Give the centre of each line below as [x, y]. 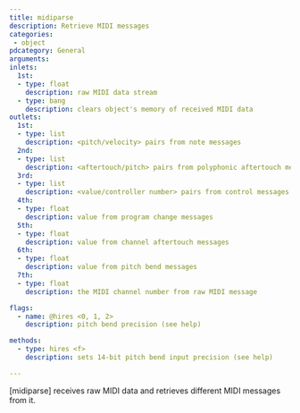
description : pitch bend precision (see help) [113, 324]
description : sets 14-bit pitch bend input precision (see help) [150, 358]
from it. [22, 400]
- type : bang [42, 101]
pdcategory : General [48, 51]
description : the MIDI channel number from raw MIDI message [141, 291]
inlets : [24, 68]
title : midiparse [42, 17]
